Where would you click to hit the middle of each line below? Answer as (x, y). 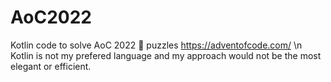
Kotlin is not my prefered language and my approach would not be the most (166, 55)
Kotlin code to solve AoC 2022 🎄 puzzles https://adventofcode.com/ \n (156, 45)
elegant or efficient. (51, 66)
